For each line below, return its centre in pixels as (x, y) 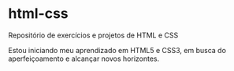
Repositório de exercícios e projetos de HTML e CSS (93, 35)
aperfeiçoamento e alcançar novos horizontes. (84, 59)
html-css (38, 14)
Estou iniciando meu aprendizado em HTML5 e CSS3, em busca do (117, 50)
